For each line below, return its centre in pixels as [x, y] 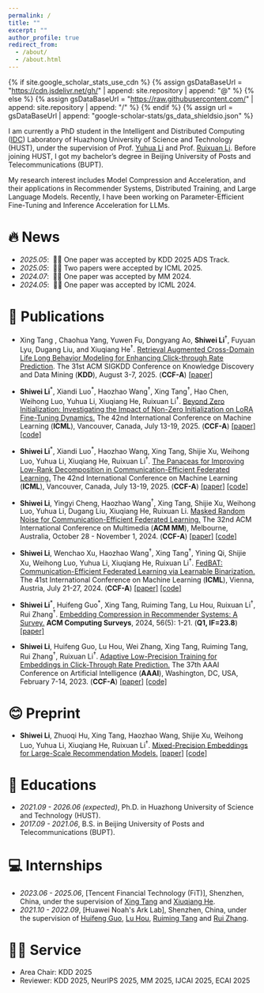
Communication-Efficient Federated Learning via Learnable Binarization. [137, 571]
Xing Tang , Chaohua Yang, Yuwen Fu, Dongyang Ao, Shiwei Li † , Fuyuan [137, 339]
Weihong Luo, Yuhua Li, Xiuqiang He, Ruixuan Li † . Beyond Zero [122, 400]
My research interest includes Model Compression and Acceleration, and [127, 179]
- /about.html [38, 60]
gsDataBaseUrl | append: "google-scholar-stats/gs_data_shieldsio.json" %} [131, 115]
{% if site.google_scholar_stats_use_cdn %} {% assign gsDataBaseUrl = [125, 82]
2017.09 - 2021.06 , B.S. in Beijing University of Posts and [112, 824]
